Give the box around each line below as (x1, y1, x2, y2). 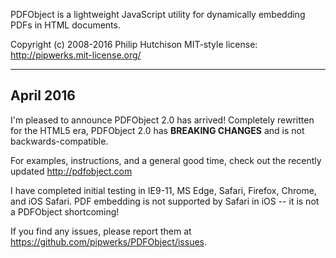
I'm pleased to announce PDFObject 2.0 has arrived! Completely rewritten (10, 114, 315, 126)
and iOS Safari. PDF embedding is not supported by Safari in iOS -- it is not (10, 195, 320, 207)
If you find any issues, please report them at (10, 225, 192, 237)
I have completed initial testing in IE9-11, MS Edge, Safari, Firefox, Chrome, (10, 184, 317, 196)
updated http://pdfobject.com (10, 165, 133, 177)
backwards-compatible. (10, 135, 109, 147)
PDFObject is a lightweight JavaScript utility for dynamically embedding (10, 9, 306, 20)
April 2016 (10, 87, 76, 104)
